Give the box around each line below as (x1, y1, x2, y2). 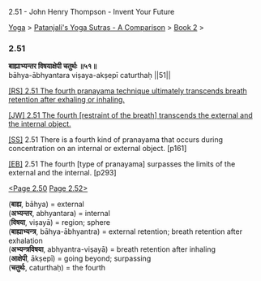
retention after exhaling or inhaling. (8, 95, 126, 105)
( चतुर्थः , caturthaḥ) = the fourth (8, 263, 106, 273)
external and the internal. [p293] (8, 168, 117, 178)
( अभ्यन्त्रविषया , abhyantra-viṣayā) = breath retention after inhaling (8, 244, 216, 254)
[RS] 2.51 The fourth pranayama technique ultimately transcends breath (8, 86, 247, 96)
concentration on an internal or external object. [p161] (8, 144, 187, 153)
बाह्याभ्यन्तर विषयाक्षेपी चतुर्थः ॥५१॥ (8, 61, 97, 71)
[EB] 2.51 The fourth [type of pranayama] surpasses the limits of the (8, 159, 236, 169)
